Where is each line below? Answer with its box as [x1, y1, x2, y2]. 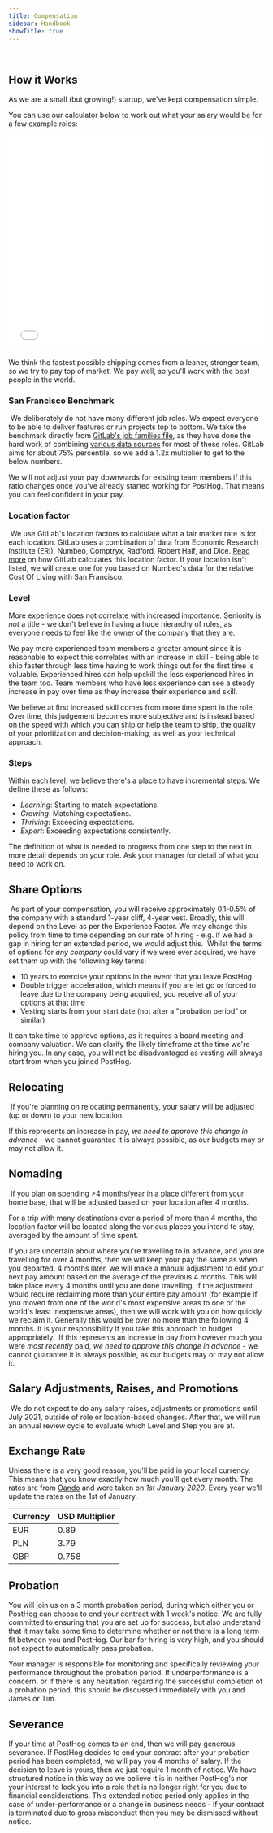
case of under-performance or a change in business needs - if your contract [8, 1800, 265, 1809]
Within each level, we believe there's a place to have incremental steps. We [8, 775, 261, 785]
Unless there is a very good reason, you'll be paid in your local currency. [8, 1466, 251, 1475]
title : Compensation [8, 11, 79, 20]
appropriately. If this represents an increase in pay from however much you [8, 1332, 262, 1342]
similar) [19, 1015, 45, 1025]
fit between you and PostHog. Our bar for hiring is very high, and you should [8, 1635, 264, 1644]
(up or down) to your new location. [8, 1110, 124, 1120]
